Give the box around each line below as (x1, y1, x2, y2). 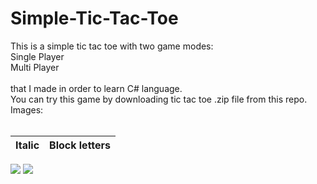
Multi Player (10, 61, 60, 73)
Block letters (49, 138, 112, 152)
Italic (15, 138, 40, 152)
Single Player (10, 50, 65, 62)
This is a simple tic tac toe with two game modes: (10, 40, 214, 52)
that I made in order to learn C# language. (10, 82, 183, 94)
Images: (10, 103, 44, 116)
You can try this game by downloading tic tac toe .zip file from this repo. (10, 93, 308, 105)
